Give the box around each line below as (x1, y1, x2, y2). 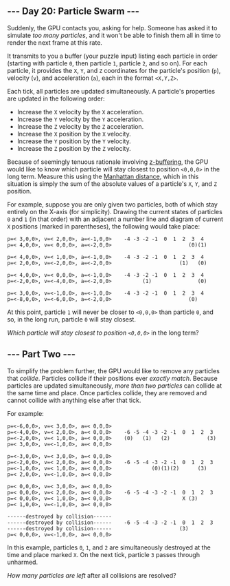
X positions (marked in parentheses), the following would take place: (7, 222, 200, 230)
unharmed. (7, 558, 38, 566)
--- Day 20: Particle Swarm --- (7, 6, 139, 17)
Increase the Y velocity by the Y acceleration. (16, 115, 144, 123)
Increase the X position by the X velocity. (16, 129, 132, 138)
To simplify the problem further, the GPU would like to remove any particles (7, 366, 220, 375)
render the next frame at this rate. (7, 38, 103, 47)
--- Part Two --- (7, 348, 76, 360)
